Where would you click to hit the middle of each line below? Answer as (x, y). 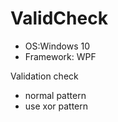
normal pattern (55, 95)
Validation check (44, 76)
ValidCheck (59, 18)
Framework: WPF (60, 56)
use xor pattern (56, 106)
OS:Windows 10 (57, 46)
